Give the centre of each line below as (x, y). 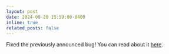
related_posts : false (33, 28)
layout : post (22, 11)
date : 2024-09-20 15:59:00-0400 (46, 17)
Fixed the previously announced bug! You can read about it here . (85, 45)
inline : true (22, 22)
